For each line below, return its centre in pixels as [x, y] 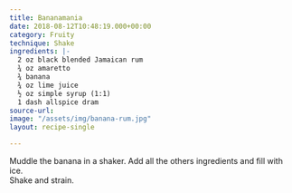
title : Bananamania [46, 18]
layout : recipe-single [52, 128]
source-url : [32, 111]
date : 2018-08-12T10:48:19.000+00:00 [80, 26]
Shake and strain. [42, 180]
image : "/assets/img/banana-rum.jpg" [80, 119]
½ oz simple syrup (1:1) [64, 93]
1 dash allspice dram [58, 102]
